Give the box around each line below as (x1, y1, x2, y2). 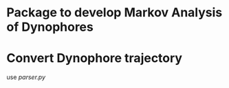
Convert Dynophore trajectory (6, 50, 183, 66)
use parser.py (6, 73, 46, 81)
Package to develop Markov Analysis (6, 5, 223, 20)
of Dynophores (6, 19, 94, 35)
